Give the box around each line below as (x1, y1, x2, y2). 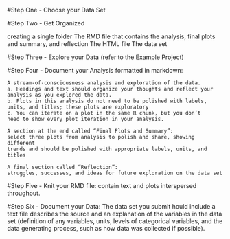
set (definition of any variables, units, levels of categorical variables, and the (7, 217, 223, 225)
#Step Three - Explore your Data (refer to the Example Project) (7, 53, 184, 61)
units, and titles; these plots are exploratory (7, 104, 149, 111)
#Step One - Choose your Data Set (7, 6, 106, 14)
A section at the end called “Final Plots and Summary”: (7, 128, 174, 135)
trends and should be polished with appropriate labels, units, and (7, 146, 207, 152)
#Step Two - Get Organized (7, 19, 85, 27)
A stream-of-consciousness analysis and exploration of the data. (7, 80, 201, 87)
